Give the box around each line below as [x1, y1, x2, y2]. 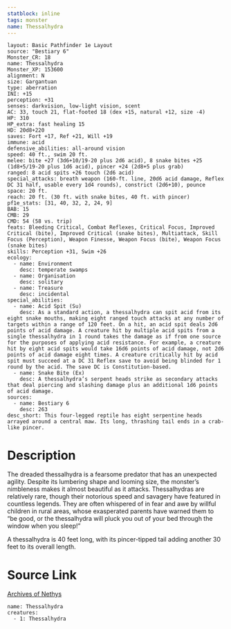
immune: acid [7, 139, 45, 146]
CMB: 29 [7, 212, 30, 219]
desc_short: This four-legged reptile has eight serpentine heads [7, 412, 203, 420]
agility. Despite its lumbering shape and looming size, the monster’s [7, 478, 199, 486]
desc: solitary [19, 279, 64, 286]
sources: [7, 394, 33, 401]
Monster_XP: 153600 [7, 67, 64, 74]
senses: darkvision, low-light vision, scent [7, 103, 140, 110]
